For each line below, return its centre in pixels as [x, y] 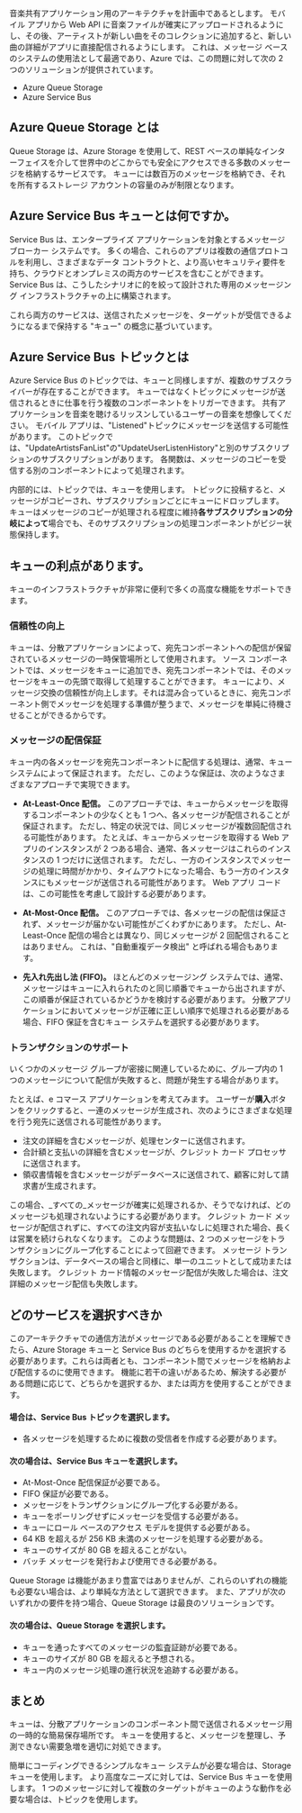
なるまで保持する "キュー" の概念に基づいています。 [121, 326]
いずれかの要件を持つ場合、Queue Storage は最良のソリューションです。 [144, 1603]
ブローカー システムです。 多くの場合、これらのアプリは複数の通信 [133, 250]
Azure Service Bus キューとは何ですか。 [123, 216]
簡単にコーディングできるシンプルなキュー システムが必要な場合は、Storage [151, 1766]
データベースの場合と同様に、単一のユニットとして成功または [178, 1261]
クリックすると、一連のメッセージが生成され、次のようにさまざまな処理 [159, 1110]
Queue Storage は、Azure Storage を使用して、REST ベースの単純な [136, 150]
